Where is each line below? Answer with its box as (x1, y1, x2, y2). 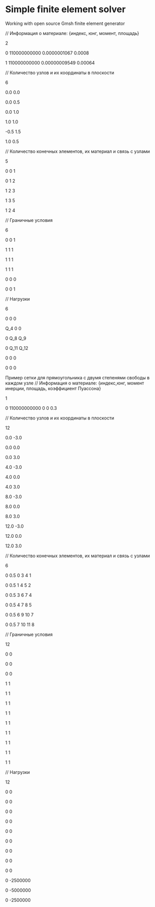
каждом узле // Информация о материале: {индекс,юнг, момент (5, 380, 144, 386)
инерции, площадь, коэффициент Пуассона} (5, 385, 101, 392)
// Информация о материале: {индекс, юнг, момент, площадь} (5, 30, 139, 36)
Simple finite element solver (5, 4, 126, 15)
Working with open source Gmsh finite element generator (5, 20, 125, 26)
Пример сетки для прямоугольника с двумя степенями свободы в (5, 374, 150, 380)
